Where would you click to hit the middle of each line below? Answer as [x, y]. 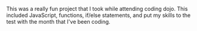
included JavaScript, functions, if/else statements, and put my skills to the [98, 15]
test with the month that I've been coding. [58, 22]
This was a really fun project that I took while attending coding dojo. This [97, 9]
